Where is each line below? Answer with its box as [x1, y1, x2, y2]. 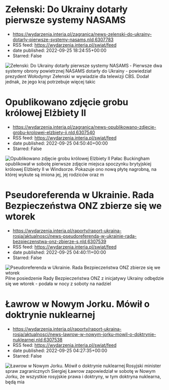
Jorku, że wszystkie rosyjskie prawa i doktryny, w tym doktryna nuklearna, [5, 373, 161, 379]
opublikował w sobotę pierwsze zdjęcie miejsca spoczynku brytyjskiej [5, 161, 152, 167]
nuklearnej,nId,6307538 [12, 336, 63, 343]
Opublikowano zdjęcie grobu [5, 96, 129, 108]
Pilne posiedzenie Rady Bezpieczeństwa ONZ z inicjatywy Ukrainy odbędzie [5, 275, 164, 281]
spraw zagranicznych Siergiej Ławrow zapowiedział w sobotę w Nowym [5, 368, 156, 374]
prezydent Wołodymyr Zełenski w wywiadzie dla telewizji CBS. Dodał [5, 73, 149, 79]
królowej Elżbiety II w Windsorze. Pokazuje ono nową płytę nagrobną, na [5, 166, 157, 172]
